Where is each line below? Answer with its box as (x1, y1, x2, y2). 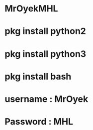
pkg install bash (4, 71, 72, 82)
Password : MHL (4, 116, 73, 128)
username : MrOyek (4, 93, 89, 104)
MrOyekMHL (4, 3, 58, 14)
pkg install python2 (4, 26, 87, 37)
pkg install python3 (4, 48, 87, 59)
